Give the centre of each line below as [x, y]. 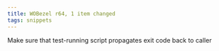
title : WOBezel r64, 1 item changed [61, 14]
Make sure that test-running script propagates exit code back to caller [109, 40]
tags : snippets [30, 20]
